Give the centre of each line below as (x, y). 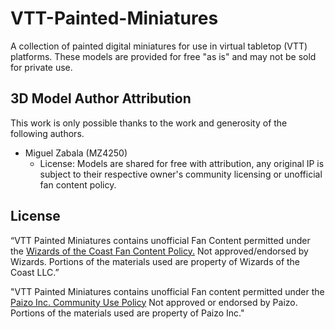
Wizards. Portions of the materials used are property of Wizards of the (155, 261)
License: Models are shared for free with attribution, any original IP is (182, 163)
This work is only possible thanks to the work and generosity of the (149, 123)
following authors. (47, 133)
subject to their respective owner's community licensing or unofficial (181, 174)
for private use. (41, 67)
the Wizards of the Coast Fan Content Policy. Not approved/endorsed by (159, 251)
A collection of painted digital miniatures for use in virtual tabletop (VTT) (159, 46)
